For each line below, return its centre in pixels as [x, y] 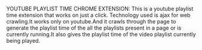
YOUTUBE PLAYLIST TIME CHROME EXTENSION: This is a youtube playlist [100, 9]
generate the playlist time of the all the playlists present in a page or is [94, 28]
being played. [23, 41]
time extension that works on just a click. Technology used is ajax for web [99, 15]
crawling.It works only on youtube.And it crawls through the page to [91, 21]
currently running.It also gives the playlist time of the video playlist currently [101, 34]
